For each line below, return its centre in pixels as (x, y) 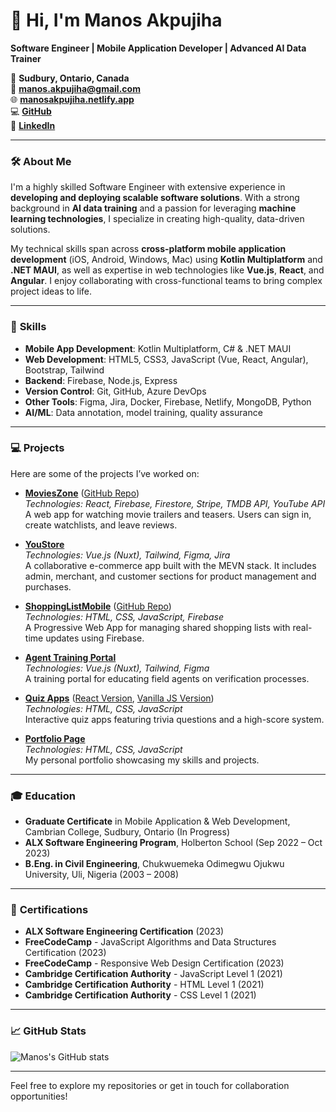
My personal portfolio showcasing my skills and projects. (142, 760)
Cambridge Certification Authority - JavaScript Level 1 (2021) (153, 974)
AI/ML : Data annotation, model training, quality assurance (143, 412)
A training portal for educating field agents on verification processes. (167, 678)
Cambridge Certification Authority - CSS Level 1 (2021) (140, 995)
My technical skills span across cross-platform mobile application (148, 249)
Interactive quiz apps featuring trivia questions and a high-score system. (174, 719)
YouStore (44, 544)
